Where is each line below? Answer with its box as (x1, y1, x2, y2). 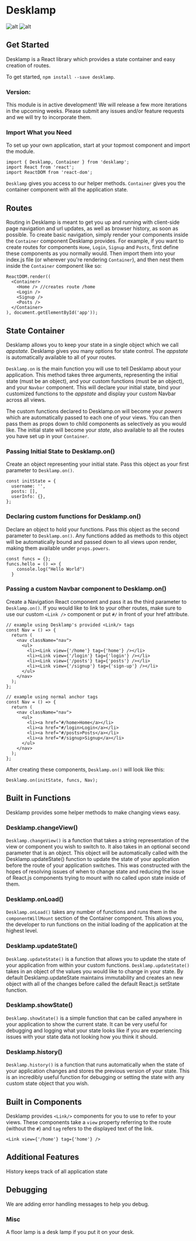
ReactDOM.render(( (6, 274, 51, 280)
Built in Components (6, 1097, 82, 1107)
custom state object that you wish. (6, 1080, 90, 1087)
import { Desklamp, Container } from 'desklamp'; (6, 159, 130, 165)
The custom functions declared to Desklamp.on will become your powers (6, 408, 183, 415)
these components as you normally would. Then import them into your (6, 250, 176, 257)
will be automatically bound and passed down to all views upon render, (6, 538, 177, 545)
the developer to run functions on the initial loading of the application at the (6, 921, 188, 928)
